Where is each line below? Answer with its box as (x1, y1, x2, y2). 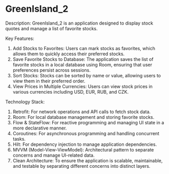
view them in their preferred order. (12, 78, 86, 84)
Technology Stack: (5, 98, 45, 105)
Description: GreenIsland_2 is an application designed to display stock (5, 20, 154, 26)
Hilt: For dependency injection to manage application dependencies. (12, 141, 157, 147)
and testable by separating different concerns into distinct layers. (12, 163, 151, 169)
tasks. (12, 136, 26, 142)
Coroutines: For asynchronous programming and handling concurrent (12, 130, 160, 136)
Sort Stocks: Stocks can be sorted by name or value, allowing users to (12, 72, 161, 78)
